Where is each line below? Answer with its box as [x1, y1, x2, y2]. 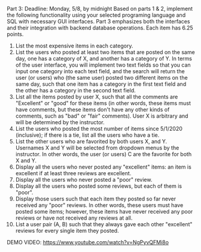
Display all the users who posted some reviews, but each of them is [15, 182, 182, 190]
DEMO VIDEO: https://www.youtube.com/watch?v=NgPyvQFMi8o [7, 239, 169, 245]
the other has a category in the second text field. [15, 87, 136, 94]
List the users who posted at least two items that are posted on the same [15, 49, 195, 56]
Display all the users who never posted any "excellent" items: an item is [15, 163, 192, 170]
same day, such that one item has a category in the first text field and [15, 80, 187, 88]
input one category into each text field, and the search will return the [15, 68, 185, 74]
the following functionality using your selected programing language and [7, 11, 186, 19]
